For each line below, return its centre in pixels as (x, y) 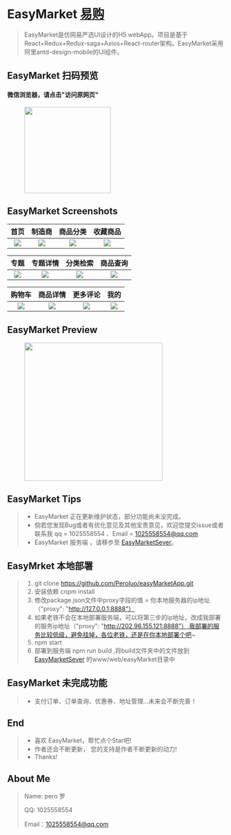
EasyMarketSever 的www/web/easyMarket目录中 (105, 659)
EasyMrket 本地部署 (50, 566)
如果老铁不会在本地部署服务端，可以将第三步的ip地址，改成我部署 (128, 617)
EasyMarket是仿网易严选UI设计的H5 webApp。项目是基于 (106, 35)
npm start (48, 642)
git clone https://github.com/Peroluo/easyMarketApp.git (114, 583)
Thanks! (46, 757)
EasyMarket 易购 (56, 14)
